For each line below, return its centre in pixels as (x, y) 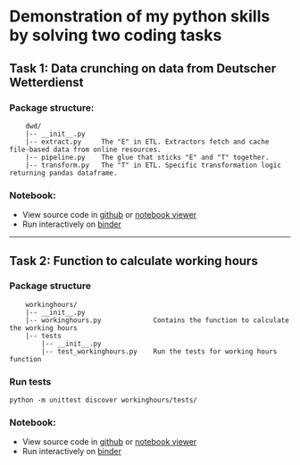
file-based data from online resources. (86, 149)
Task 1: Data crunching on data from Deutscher (143, 68)
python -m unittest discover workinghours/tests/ (104, 400)
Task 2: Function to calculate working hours (134, 261)
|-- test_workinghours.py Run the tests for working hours (159, 351)
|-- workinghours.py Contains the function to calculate (158, 320)
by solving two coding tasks (116, 35)
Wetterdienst (46, 82)
